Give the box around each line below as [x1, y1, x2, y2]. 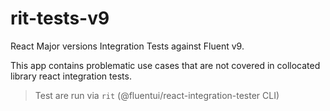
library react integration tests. [10, 70, 132, 82]
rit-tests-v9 [10, 7, 110, 30]
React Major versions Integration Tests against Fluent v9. [10, 40, 245, 52]
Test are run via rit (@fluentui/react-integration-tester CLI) [34, 89, 280, 101]
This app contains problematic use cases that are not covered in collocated [10, 59, 321, 71]
